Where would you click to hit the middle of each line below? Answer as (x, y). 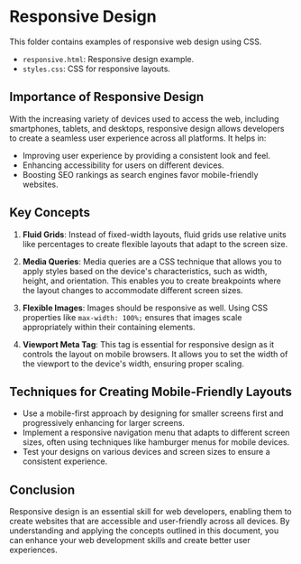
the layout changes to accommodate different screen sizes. (132, 290)
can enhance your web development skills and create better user (130, 541)
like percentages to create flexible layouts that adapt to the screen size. (155, 244)
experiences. (34, 550)
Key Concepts (50, 213)
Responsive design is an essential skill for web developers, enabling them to (151, 512)
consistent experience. (65, 461)
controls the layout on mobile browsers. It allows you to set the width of (155, 354)
